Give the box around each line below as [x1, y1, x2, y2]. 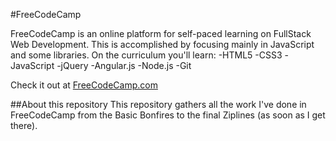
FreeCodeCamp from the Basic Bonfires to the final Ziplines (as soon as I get [10, 109, 326, 121]
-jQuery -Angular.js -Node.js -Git [56, 60, 192, 71]
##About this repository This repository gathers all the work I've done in [10, 99, 307, 110]
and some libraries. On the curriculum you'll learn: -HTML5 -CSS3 [10, 49, 283, 61]
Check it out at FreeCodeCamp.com [10, 79, 158, 91]
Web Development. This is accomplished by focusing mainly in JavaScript [10, 39, 315, 50]
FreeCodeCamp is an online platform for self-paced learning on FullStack [10, 28, 312, 39]
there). [10, 120, 38, 131]
